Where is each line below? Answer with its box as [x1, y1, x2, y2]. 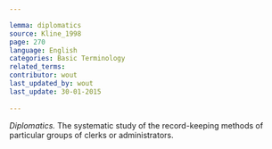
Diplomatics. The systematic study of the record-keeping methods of [9, 120, 264, 130]
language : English [9, 46, 78, 54]
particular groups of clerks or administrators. [9, 129, 174, 140]
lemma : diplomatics [9, 21, 82, 29]
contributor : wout [9, 70, 78, 80]
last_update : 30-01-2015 [9, 87, 102, 96]
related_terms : [9, 62, 66, 71]
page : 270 [9, 37, 46, 46]
